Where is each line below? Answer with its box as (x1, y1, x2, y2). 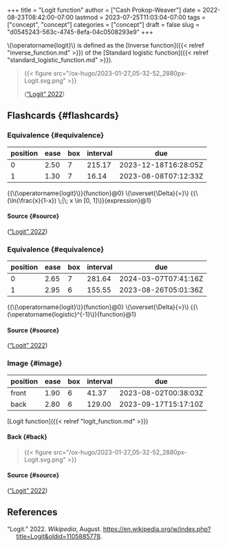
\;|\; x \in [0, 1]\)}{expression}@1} (58, 196, 152, 204)
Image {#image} (7, 359, 63, 368)
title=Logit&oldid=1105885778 (16, 532, 101, 540)
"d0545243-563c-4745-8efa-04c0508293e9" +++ (7, 28, 153, 36)
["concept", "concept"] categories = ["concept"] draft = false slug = (7, 21, 200, 28)
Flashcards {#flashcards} (7, 110, 119, 121)
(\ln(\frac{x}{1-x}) (7, 196, 57, 204)
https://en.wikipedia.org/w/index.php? (102, 524, 211, 533)
